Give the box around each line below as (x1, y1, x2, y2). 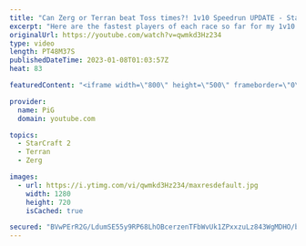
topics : (9, 130, 39, 139)
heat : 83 (9, 65, 43, 74)
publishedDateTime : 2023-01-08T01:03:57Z (9, 56, 169, 65)
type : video (9, 38, 55, 48)
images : (9, 172, 39, 181)
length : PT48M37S (9, 47, 76, 56)
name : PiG (17, 106, 55, 115)
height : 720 (25, 198, 71, 207)
